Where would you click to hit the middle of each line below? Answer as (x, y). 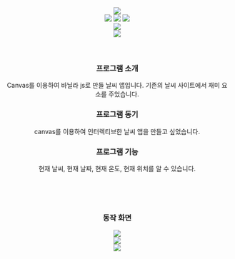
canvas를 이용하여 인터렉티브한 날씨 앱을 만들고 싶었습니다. (117, 131)
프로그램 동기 (117, 115)
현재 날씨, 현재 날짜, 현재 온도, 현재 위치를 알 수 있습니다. (117, 168)
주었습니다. (124, 94)
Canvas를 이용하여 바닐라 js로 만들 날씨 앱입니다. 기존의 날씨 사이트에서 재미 (114, 86)
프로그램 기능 (117, 151)
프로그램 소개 (117, 68)
